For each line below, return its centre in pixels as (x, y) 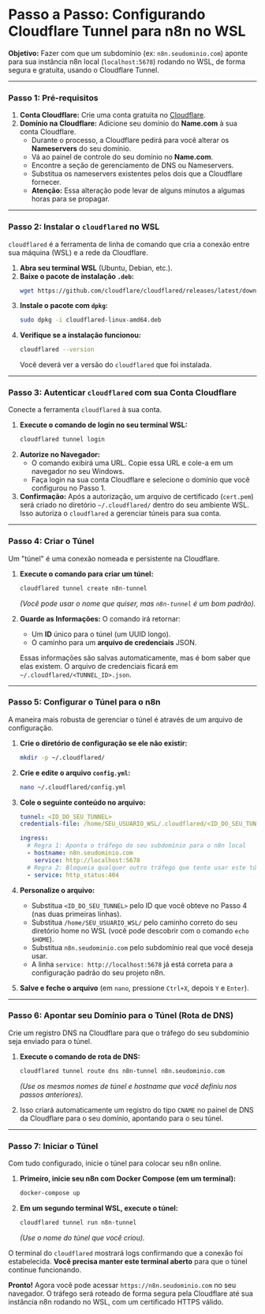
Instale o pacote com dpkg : (63, 306)
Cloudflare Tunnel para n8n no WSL (127, 31)
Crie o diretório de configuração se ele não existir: (103, 743)
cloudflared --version (57, 350)
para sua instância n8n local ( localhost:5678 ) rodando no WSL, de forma (127, 62)
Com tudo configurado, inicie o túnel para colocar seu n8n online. (115, 1163)
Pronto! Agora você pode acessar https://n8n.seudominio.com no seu (122, 1285)
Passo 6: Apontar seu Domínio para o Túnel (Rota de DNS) (121, 1016)
